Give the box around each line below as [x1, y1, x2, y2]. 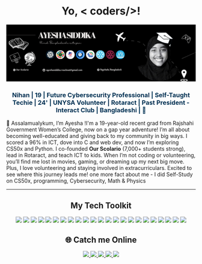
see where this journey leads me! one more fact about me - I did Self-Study [6, 171, 194, 178]
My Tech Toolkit [70, 200, 132, 210]
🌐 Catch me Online [65, 234, 137, 245]
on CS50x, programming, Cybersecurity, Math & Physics [6, 177, 146, 184]
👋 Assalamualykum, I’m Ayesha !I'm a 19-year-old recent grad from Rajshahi [6, 119, 194, 127]
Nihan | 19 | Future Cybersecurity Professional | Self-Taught [11, 90, 191, 99]
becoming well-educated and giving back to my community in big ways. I [6, 133, 188, 140]
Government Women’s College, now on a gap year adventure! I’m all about [6, 126, 190, 133]
